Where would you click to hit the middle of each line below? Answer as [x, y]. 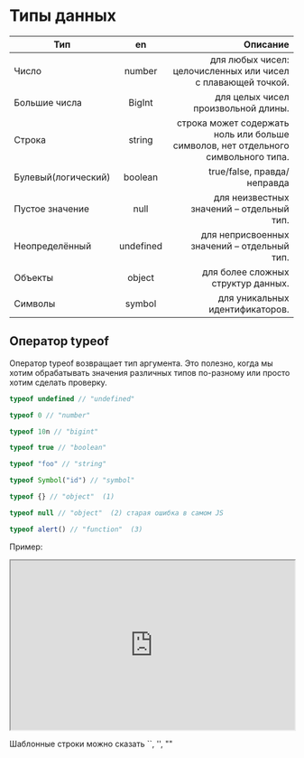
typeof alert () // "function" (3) [76, 529]
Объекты [34, 277]
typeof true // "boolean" [58, 448]
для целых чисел [252, 97]
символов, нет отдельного [231, 145]
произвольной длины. [241, 108]
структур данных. [250, 283]
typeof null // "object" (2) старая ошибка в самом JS [116, 513]
